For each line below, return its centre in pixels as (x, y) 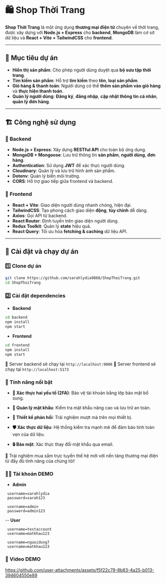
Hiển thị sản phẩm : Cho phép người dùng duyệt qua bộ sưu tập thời (82, 70)
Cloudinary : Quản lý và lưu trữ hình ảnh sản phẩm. (64, 171)
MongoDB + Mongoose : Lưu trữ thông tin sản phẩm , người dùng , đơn (84, 155)
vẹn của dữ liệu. (29, 434)
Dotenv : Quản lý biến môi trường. (46, 176)
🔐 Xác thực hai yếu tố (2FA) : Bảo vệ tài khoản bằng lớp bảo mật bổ (80, 393)
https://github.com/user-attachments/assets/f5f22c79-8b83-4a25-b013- (80, 570)
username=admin (23, 507)
